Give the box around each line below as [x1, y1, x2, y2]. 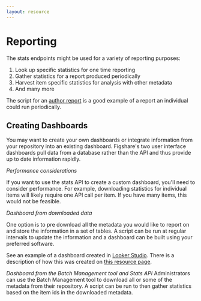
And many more [14, 85, 55, 92]
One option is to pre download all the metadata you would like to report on [6, 221, 190, 228]
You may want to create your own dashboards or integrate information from [6, 136, 193, 144]
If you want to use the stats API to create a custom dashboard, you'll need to [6, 179, 196, 186]
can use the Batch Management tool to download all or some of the [6, 276, 173, 284]
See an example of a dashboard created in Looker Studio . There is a [6, 252, 175, 259]
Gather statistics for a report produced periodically [14, 73, 141, 80]
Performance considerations [6, 167, 77, 174]
